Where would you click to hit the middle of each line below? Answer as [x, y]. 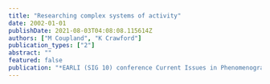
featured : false [35, 61]
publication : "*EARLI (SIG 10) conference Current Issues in [113, 68]
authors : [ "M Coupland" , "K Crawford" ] [75, 38]
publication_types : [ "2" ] [51, 46]
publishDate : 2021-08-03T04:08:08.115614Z [80, 30]
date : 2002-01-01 [37, 23]
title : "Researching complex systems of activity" [95, 16]
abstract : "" [30, 53]
